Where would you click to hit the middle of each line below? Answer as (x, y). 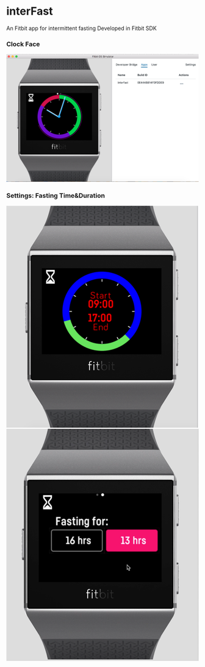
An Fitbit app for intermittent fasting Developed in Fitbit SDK (81, 28)
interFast (30, 11)
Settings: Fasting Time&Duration (56, 196)
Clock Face (23, 44)
